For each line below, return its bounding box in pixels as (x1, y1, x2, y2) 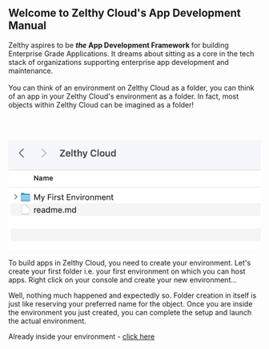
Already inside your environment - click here (8, 331, 155, 341)
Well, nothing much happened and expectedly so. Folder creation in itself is (8, 290, 257, 300)
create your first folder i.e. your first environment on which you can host (8, 266, 246, 276)
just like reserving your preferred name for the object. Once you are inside (8, 298, 253, 308)
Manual (8, 19, 46, 33)
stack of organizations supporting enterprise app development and (8, 57, 230, 67)
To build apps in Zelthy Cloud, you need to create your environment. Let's (8, 258, 251, 267)
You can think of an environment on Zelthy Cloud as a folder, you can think (8, 83, 255, 92)
